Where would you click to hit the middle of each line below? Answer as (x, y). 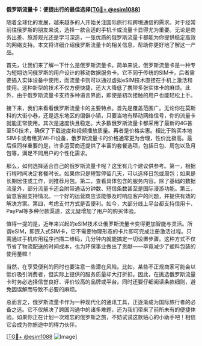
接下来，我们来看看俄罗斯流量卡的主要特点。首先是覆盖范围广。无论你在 (96, 108)
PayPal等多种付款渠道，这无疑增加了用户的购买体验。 (73, 211)
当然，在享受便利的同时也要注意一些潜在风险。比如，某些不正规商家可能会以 (101, 267)
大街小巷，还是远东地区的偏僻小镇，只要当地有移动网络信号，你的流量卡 (106, 116)
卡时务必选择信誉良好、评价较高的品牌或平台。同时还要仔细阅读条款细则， (98, 282)
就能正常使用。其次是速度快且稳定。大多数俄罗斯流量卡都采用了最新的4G (97, 123)
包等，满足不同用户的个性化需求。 (48, 153)
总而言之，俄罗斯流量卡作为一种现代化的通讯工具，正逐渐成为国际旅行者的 (98, 302)
